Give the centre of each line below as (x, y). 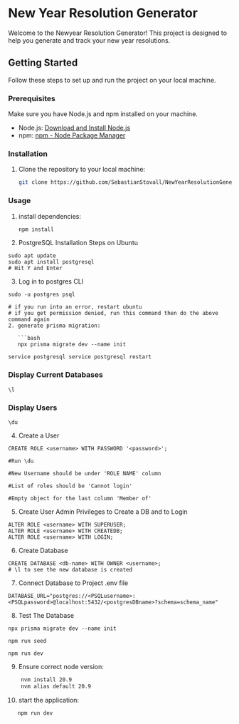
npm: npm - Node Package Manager (72, 135)
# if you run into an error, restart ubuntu (75, 307)
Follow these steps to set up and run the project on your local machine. (112, 80)
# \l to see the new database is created (70, 569)
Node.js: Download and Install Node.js (74, 128)
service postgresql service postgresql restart (80, 357)
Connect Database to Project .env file (73, 583)
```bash (29, 338)
